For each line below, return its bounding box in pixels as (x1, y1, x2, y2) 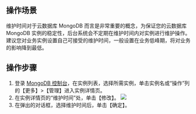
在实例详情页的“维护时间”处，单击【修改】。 (14, 94, 120, 101)
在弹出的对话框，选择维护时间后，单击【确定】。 (14, 101, 130, 108)
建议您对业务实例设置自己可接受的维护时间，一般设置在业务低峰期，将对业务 (6, 37, 191, 44)
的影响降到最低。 (6, 44, 47, 51)
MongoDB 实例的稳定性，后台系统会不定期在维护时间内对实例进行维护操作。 (6, 29, 191, 36)
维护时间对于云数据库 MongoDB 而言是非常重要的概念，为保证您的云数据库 (6, 22, 187, 29)
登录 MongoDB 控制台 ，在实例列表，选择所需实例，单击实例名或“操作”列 (14, 80, 190, 87)
